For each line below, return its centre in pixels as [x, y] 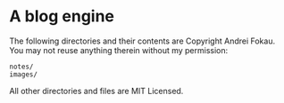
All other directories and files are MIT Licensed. [96, 91]
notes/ [21, 67]
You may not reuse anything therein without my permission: [119, 50]
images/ [24, 74]
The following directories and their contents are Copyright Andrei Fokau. [142, 41]
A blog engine [62, 16]
